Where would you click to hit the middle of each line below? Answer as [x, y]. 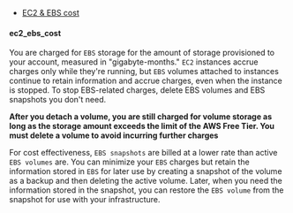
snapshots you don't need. [58, 100]
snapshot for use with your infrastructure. [85, 200]
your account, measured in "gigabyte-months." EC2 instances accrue [134, 62]
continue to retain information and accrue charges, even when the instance [146, 81]
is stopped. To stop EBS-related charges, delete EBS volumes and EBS [137, 90]
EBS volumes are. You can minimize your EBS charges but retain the [129, 162]
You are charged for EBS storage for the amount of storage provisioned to [142, 53]
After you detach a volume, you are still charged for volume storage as [141, 117]
